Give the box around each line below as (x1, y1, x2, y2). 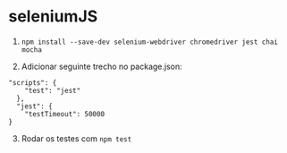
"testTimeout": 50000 (24, 109, 105, 118)
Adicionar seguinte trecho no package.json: (21, 61, 182, 72)
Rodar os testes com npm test (21, 132, 132, 144)
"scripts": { (8, 78, 57, 87)
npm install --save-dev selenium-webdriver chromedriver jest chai (21, 38, 278, 47)
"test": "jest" (24, 86, 81, 95)
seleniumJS (8, 6, 98, 27)
